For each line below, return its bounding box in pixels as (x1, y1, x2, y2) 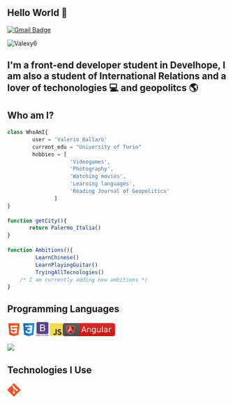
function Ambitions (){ (7, 247, 73, 254)
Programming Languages (7, 303, 120, 315)
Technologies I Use (7, 364, 92, 376)
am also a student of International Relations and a (7, 71, 227, 82)
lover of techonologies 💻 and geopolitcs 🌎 (7, 82, 199, 94)
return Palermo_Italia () (29, 224, 101, 231)
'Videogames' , (69, 158, 111, 165)
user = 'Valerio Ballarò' (32, 136, 108, 143)
